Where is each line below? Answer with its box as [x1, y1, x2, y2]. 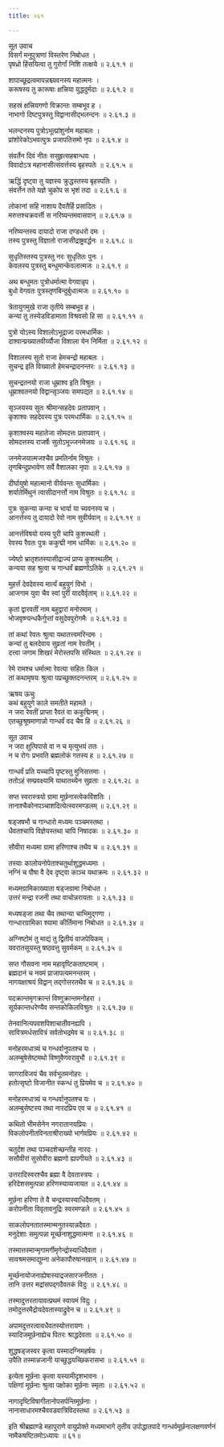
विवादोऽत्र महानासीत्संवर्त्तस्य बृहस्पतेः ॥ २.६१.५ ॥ [8, 160, 132, 169]
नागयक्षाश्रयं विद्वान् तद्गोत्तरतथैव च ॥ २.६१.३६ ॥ [8, 977, 132, 987]
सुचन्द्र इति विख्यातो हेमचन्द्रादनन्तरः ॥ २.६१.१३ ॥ [8, 361, 135, 371]
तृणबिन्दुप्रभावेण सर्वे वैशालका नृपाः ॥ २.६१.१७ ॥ [8, 462, 130, 472]
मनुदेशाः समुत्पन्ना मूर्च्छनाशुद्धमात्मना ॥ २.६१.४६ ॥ [8, 1229, 133, 1238]
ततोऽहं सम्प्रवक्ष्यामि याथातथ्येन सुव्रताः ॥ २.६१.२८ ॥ [8, 775, 139, 785]
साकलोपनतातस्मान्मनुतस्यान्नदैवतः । [8, 1220, 98, 1229]
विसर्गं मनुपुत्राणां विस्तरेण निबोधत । [8, 50, 96, 60]
